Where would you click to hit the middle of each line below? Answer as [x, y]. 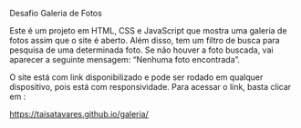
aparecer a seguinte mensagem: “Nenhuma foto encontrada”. [125, 59]
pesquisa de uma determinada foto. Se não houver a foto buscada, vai [141, 50]
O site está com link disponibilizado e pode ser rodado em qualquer [136, 77]
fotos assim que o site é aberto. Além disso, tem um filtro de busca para [145, 40]
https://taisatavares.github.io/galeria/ [79, 114]
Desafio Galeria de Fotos [56, 13]
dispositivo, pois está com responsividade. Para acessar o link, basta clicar [150, 87]
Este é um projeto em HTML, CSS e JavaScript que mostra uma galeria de [148, 30]
